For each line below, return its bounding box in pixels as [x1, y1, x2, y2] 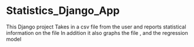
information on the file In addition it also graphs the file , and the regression [6, 29, 188, 36]
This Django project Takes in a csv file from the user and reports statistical [6, 23, 186, 30]
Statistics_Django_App [6, 4, 120, 17]
